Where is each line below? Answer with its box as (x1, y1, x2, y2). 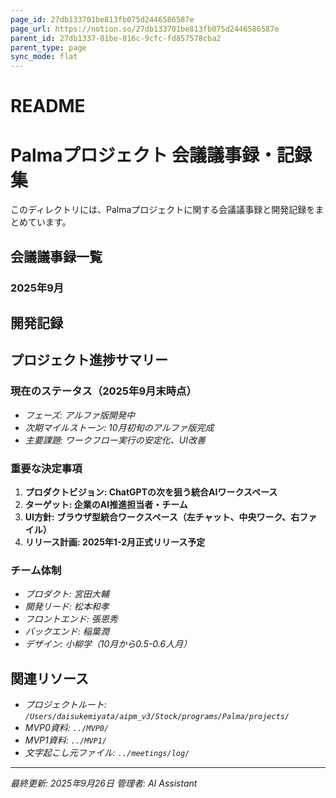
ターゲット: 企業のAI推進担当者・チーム (24, 498, 188, 510)
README (10, 95, 86, 118)
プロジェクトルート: (24, 699, 107, 711)
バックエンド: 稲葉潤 (24, 626, 110, 638)
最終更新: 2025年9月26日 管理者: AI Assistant (10, 777, 198, 790)
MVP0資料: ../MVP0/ (24, 722, 110, 734)
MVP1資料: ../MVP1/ (24, 734, 107, 746)
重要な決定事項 (10, 461, 83, 475)
